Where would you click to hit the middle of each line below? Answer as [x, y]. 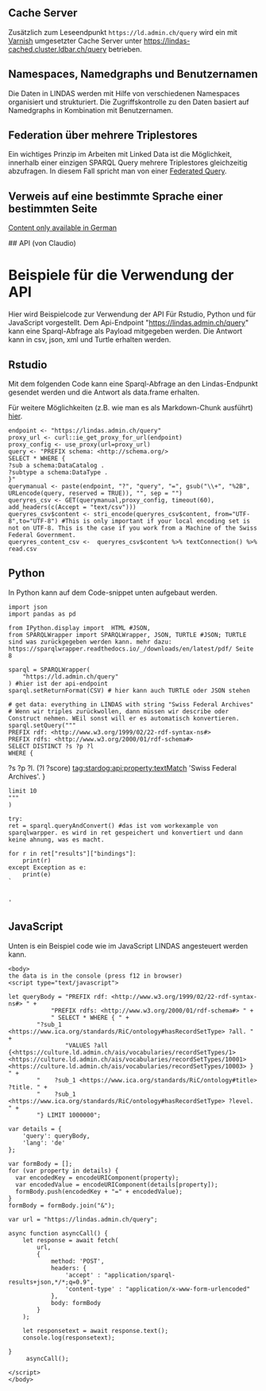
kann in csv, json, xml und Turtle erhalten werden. [90, 340]
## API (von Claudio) [42, 243]
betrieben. [125, 49]
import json [28, 607]
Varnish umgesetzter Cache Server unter [75, 41]
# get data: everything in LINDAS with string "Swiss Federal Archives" [131, 704]
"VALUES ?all [87, 1045]
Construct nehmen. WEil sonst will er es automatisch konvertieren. [124, 718]
